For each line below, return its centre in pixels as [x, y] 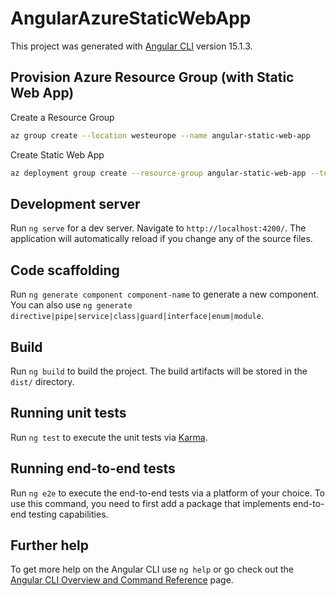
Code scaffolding [65, 270]
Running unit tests [68, 413]
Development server [75, 203]
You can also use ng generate [71, 305]
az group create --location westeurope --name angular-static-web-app [160, 135]
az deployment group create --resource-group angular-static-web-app [158, 173]
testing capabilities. [68, 514]
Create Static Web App [57, 154]
